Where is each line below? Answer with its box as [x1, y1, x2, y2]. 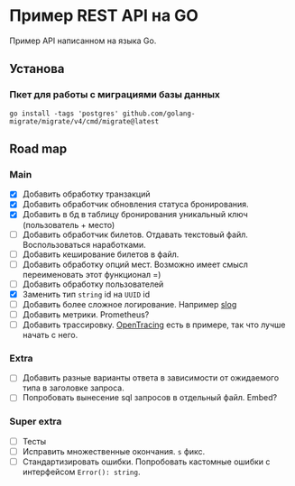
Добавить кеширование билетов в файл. [22, 249, 180, 260]
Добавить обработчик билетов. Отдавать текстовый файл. [22, 229, 248, 240]
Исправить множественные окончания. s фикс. [22, 445, 206, 456]
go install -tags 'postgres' [9, 109, 119, 118]
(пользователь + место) [22, 219, 115, 230]
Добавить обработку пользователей [22, 279, 164, 289]
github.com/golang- [122, 109, 196, 118]
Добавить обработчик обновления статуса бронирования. [22, 199, 250, 210]
